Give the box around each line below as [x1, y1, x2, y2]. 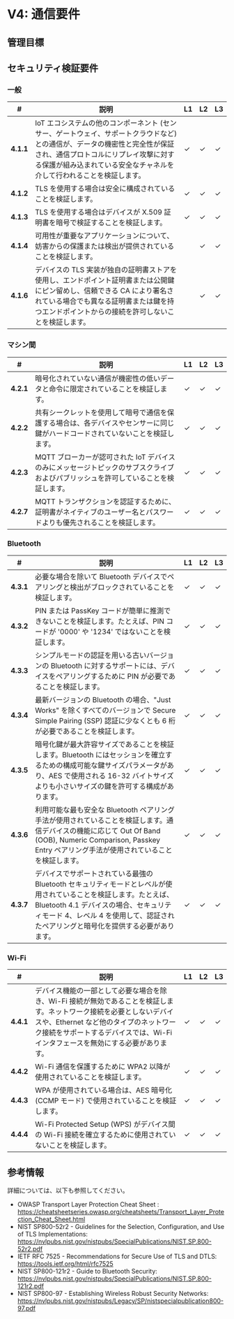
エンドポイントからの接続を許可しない [41, 307, 168, 316]
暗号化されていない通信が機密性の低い [34, 373, 161, 383]
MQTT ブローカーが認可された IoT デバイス [34, 452, 175, 462]
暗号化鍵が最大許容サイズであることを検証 [34, 739, 174, 749]
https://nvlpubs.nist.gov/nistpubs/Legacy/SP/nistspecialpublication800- [17, 1297, 224, 1305]
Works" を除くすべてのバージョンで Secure [34, 705, 176, 715]
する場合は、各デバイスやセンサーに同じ [41, 418, 175, 428]
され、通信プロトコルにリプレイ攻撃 [34, 150, 154, 159]
